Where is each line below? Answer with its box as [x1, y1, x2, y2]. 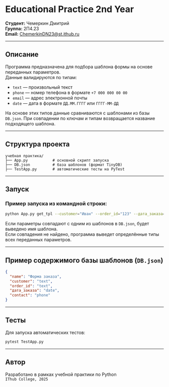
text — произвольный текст [12, 84, 73, 90]
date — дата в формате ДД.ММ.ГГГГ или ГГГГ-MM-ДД [12, 100, 119, 106]
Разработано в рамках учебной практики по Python [5, 371, 117, 377]
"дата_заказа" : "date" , [10, 288, 59, 293]
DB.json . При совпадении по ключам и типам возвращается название [5, 115, 155, 121]
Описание [5, 50, 39, 59]
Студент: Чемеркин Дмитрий [5, 20, 69, 26]
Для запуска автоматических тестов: [5, 329, 86, 336]
